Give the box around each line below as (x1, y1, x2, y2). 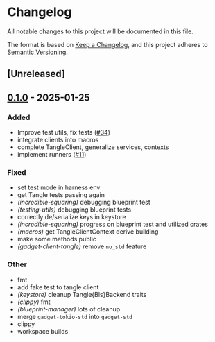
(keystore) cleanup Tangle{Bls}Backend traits (17, 290, 147, 298)
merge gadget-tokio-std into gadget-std (17, 312, 133, 320)
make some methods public (17, 235, 97, 243)
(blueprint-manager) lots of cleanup (17, 305, 121, 313)
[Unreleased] (7, 68, 66, 80)
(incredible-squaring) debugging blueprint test (17, 198, 150, 207)
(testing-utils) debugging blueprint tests (17, 205, 132, 214)
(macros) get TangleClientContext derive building (17, 228, 159, 236)
